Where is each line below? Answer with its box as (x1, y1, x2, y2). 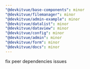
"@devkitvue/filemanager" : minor (5, 12, 76, 17)
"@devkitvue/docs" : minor (5, 44, 60, 49)
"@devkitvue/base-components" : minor (5, 7, 85, 12)
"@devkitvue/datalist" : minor (5, 21, 69, 26)
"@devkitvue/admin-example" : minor (5, 16, 80, 21)
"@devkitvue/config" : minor (5, 30, 65, 35)
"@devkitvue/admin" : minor (5, 35, 62, 40)
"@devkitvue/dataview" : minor (5, 26, 69, 31)
